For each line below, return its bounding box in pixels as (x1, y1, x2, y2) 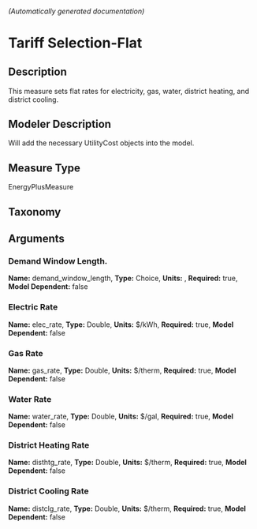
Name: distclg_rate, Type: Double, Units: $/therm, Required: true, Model (8, 504, 247, 513)
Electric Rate (8, 302, 58, 313)
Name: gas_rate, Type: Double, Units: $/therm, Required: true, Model (8, 366, 237, 375)
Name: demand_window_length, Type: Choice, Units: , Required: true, (8, 273, 238, 283)
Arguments (8, 232, 65, 245)
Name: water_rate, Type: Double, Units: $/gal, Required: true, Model (8, 411, 234, 422)
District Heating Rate (8, 440, 90, 451)
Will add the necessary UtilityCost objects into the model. (8, 138, 195, 148)
